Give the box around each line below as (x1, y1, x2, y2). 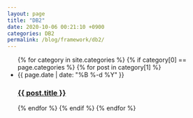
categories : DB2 (7, 29, 55, 37)
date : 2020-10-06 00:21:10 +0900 (7, 23, 105, 30)
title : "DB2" (7, 17, 45, 24)
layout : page (7, 10, 45, 18)
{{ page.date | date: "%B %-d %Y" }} (17, 71, 124, 79)
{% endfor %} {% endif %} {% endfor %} (17, 104, 136, 112)
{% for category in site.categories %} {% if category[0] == (17, 55, 187, 64)
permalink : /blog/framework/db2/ (7, 37, 105, 44)
